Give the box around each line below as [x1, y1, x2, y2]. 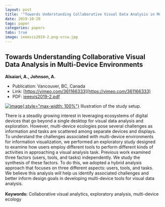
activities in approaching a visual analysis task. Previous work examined [5, 149, 151, 155]
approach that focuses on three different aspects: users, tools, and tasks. [5, 165, 154, 171]
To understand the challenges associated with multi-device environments [5, 133, 154, 139]
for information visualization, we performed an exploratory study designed [5, 139, 156, 145]
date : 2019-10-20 [5, 16, 41, 21]
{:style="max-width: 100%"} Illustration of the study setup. [22, 103, 141, 109]
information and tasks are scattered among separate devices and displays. [5, 128, 156, 134]
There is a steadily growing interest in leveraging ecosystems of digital [5, 113, 148, 118]
